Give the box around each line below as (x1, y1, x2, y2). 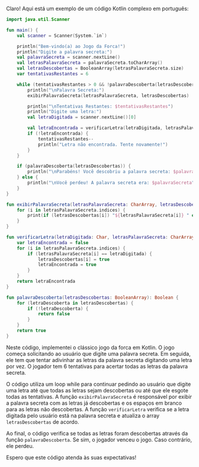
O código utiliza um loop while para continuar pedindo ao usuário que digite (6, 380, 191, 388)
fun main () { (6, 27, 38, 33)
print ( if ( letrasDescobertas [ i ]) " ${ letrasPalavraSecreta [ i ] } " (27, 213, 190, 219)
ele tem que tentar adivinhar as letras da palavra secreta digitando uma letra (6, 356, 192, 363)
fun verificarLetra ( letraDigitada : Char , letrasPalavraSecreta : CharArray (6, 234, 195, 240)
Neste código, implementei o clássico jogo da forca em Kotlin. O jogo (6, 344, 175, 351)
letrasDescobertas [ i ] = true (37, 256, 110, 263)
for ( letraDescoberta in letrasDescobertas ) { (17, 300, 134, 306)
